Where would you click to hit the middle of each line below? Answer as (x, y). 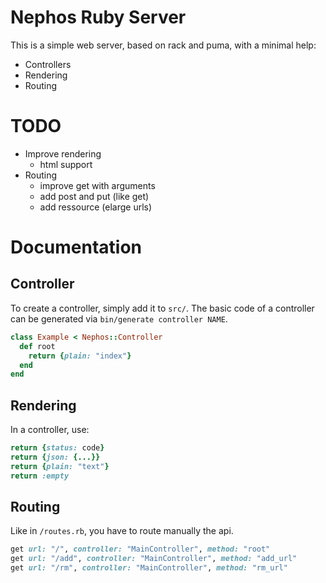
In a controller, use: (50, 430)
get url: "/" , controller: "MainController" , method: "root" (140, 549)
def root (37, 346)
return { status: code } (57, 448)
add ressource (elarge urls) (96, 207)
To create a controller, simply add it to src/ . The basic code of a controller (162, 308)
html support (66, 164)
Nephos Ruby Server (98, 17)
